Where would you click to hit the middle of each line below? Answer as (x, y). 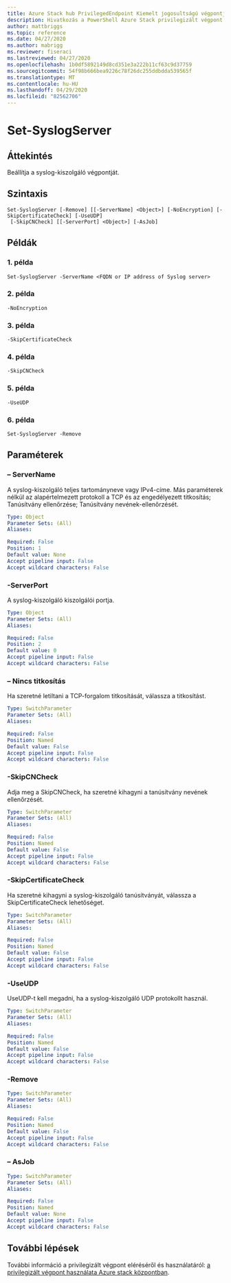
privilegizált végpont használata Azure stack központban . (88, 1272)
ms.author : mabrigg (35, 45)
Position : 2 (24, 644)
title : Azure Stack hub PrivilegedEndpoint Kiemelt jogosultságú (102, 13)
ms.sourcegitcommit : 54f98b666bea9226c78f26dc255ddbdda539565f (100, 71)
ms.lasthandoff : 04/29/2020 (47, 90)
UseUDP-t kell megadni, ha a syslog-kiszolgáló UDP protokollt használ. (108, 998)
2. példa (21, 294)
